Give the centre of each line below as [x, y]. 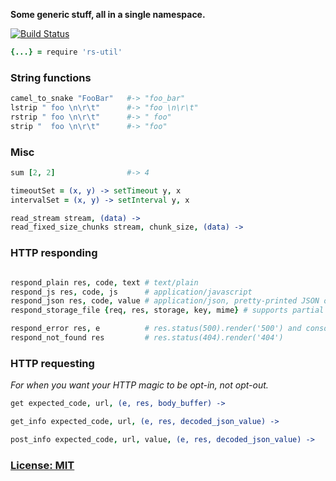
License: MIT [42, 465]
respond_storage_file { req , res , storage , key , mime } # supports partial [167, 310]
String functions [51, 77]
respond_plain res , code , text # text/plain [104, 282]
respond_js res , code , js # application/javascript [131, 292]
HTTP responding [54, 253]
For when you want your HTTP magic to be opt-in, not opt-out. [139, 385]
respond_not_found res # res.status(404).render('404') [147, 338]
